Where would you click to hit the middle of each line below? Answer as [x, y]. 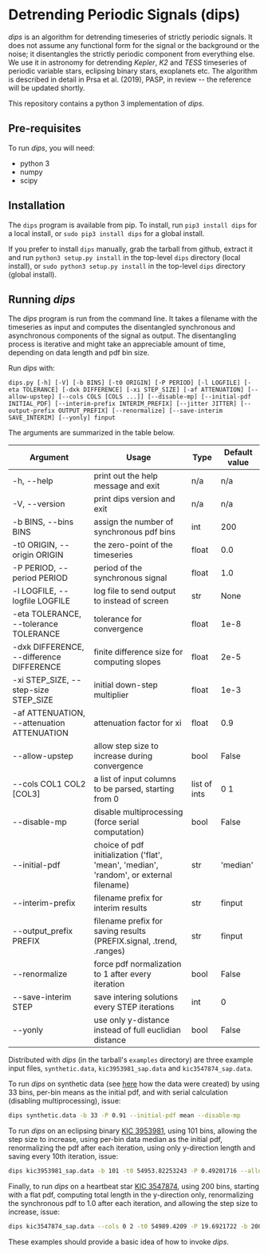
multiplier [111, 695]
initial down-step [126, 685]
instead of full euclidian [137, 1030]
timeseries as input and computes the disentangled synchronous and [122, 327]
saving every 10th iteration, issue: [63, 1156]
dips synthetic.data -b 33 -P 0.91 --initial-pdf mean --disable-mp [124, 1116]
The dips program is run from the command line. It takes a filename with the [133, 319]
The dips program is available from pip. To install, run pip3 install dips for [133, 225]
